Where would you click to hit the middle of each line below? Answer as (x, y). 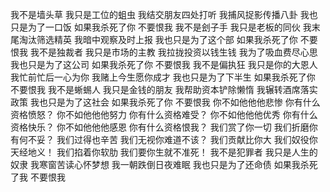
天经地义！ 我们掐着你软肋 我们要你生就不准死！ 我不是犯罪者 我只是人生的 (164, 152)
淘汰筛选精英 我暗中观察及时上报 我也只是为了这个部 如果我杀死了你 (158, 39)
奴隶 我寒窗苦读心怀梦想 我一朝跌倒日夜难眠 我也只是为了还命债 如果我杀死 (164, 164)
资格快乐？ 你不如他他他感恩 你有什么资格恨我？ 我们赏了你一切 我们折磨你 (164, 127)
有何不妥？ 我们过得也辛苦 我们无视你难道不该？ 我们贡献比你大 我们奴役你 (164, 139)
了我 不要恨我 (38, 177)
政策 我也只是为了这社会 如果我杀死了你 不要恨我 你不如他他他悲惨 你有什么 (165, 102)
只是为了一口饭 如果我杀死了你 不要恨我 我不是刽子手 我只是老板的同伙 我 (161, 27)
